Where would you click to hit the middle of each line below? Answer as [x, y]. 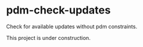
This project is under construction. [49, 38]
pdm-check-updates [59, 10]
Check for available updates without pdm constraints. [72, 26]
